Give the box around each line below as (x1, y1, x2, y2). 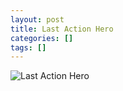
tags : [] (10, 42, 47, 53)
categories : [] (10, 33, 74, 43)
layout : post (10, 14, 65, 25)
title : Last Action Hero (10, 24, 114, 34)
